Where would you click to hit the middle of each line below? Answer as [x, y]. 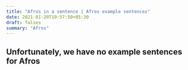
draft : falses [24, 22]
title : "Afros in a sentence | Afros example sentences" [78, 11]
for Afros [23, 61]
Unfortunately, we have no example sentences [94, 51]
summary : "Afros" [28, 28]
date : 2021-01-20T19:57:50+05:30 [48, 17]
